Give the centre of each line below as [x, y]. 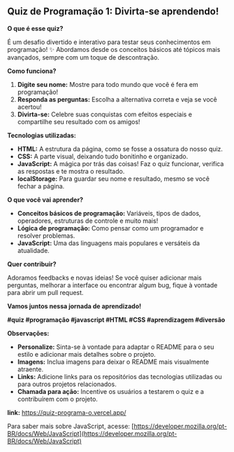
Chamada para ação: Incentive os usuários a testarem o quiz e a [111, 391]
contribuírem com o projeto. [57, 399]
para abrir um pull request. [45, 292]
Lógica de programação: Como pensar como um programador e [110, 228]
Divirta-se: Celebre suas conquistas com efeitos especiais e [104, 114]
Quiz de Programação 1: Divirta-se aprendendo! [113, 12]
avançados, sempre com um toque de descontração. [83, 57]
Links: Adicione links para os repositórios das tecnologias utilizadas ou [119, 376]
